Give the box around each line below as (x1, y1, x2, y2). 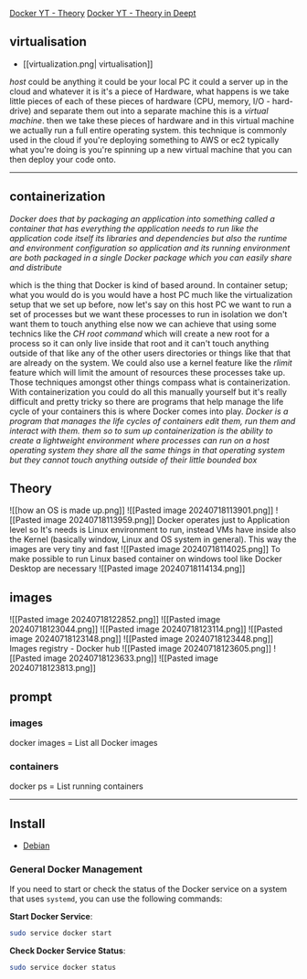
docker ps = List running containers (9, 781, 143, 792)
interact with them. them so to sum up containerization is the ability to (9, 425, 273, 436)
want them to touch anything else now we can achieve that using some (9, 318, 277, 329)
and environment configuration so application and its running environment (9, 242, 291, 253)
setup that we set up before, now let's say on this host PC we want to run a (9, 299, 292, 310)
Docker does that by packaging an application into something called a (9, 213, 276, 224)
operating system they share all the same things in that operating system (9, 444, 285, 455)
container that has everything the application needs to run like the (9, 223, 259, 234)
